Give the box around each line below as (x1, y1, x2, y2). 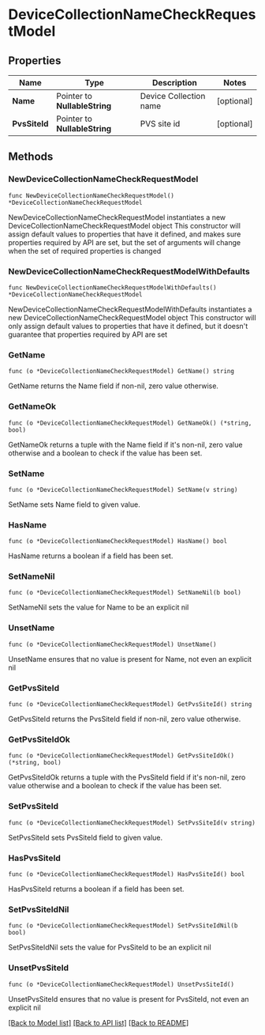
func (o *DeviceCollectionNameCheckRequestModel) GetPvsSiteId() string (8, 701, 252, 708)
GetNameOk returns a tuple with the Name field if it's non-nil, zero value (8, 440, 243, 449)
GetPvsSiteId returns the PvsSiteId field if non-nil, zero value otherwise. (8, 714, 241, 724)
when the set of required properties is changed (8, 246, 162, 255)
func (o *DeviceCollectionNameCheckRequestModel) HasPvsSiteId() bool (8, 870, 245, 878)
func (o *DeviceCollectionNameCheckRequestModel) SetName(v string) (8, 485, 238, 493)
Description (152, 77, 197, 88)
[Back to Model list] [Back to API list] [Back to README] (8, 1018, 189, 1027)
